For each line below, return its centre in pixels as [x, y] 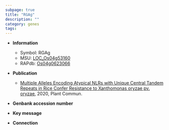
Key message [27, 113]
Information [25, 43]
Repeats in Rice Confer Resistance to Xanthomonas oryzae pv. [85, 88]
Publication [25, 73]
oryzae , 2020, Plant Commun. [51, 94]
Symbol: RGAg [35, 53]
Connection [25, 123]
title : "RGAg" [20, 15]
